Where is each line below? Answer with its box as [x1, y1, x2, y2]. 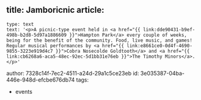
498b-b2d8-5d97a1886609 [6, 32, 67, 38]
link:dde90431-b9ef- [142, 26, 196, 33]
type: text [6, 21, 34, 27]
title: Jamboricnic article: [6, 5, 104, 15]
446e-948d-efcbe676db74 [6, 76, 75, 83]
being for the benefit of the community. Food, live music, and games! [6, 37, 192, 44]
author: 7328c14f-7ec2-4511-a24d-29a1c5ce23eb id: [6, 69, 139, 77]
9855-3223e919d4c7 [6, 48, 53, 54]
